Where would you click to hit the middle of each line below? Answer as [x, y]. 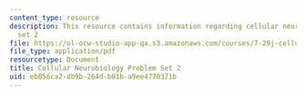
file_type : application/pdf [63, 52]
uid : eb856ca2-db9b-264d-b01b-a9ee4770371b [93, 77]
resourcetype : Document [55, 60]
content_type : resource [55, 18]
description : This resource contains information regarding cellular [144, 26]
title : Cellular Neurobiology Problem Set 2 [95, 69]
